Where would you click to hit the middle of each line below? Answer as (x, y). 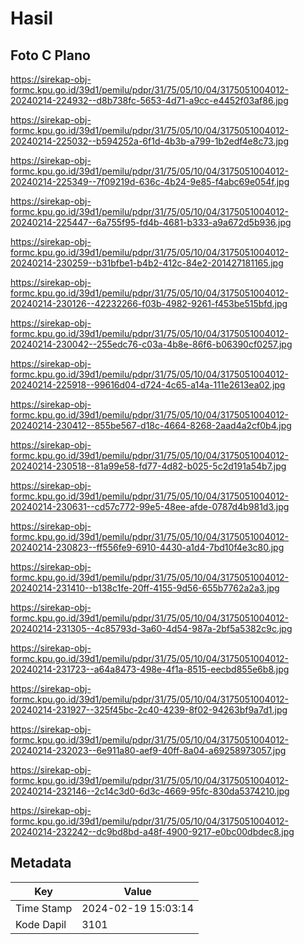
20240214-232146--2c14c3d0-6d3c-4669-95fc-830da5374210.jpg (150, 791)
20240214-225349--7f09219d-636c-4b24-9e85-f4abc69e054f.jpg (150, 181)
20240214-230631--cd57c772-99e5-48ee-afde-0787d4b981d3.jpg (150, 506)
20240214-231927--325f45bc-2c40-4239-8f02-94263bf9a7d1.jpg (149, 710)
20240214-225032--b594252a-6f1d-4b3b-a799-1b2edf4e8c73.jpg (149, 141)
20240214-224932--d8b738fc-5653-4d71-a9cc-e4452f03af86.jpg (149, 100)
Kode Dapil (41, 924)
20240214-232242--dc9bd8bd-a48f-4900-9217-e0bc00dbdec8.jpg (152, 831)
